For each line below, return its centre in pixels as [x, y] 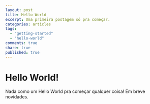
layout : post [19, 10]
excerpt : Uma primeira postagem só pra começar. [58, 19]
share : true [18, 48]
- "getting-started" [32, 33]
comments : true [21, 43]
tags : [11, 29]
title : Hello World [26, 15]
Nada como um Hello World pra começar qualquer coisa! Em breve [75, 91]
